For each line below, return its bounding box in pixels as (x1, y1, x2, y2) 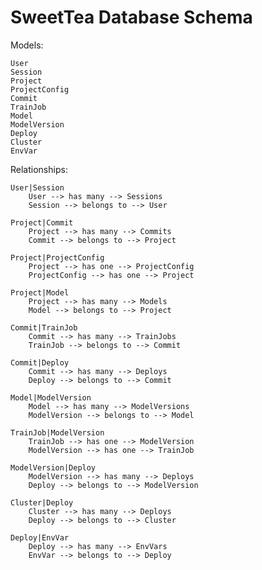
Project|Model (10, 287, 70, 298)
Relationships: (10, 163, 68, 175)
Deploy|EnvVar (10, 532, 70, 543)
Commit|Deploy (10, 357, 70, 368)
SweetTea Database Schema (10, 6, 253, 29)
